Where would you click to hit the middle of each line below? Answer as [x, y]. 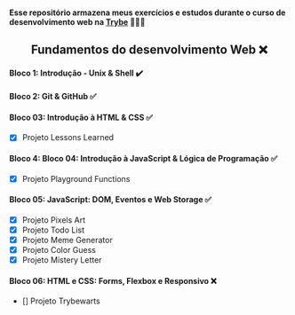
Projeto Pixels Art [54, 220]
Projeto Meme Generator [67, 240]
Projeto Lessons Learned [68, 138]
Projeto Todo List [53, 230]
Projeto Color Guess [59, 250]
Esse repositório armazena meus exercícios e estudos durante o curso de [147, 12]
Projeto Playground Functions [76, 178]
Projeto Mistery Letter [62, 260]
